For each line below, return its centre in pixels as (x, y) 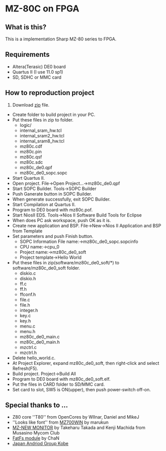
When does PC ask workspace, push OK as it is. (61, 220)
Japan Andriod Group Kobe (40, 444)
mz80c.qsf (31, 157)
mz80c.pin (31, 151)
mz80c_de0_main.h (40, 342)
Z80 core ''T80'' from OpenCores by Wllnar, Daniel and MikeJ (76, 417)
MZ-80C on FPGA (42, 9)
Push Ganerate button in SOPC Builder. (52, 194)
